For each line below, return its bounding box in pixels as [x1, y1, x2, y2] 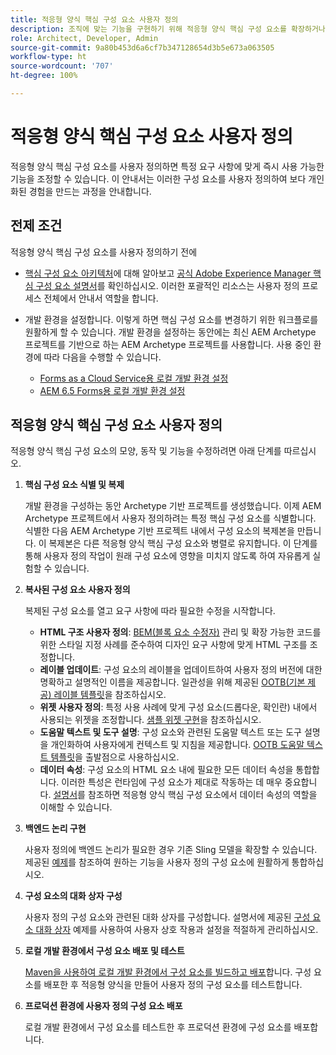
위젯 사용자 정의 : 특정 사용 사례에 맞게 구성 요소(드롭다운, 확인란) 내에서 [39, 701, 318, 713]
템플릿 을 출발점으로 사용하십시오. [50, 751, 180, 763]
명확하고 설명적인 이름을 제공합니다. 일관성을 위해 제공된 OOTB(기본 [39, 676, 306, 688]
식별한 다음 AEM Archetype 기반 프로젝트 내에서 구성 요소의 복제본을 [24, 525, 295, 537]
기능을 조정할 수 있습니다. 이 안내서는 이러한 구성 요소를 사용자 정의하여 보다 [10, 172, 307, 185]
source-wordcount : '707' [10, 61, 114, 71]
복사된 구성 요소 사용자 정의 [24, 584, 131, 596]
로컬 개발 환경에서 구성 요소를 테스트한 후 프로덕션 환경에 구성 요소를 [24, 1021, 292, 1033]
